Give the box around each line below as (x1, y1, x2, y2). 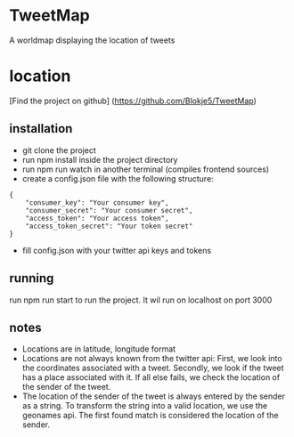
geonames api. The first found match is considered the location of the (21, 410, 279, 421)
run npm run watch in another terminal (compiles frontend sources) (21, 164, 270, 174)
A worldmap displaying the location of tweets (9, 35, 176, 45)
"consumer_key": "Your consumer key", (25, 198, 169, 207)
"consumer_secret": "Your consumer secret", (25, 206, 193, 214)
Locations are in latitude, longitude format (21, 344, 176, 354)
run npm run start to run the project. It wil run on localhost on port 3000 (9, 295, 273, 305)
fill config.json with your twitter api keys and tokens (21, 245, 212, 255)
